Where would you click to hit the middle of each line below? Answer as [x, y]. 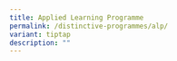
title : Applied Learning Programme [77, 17]
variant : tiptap [40, 34]
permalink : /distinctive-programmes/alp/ [89, 26]
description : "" [40, 43]
